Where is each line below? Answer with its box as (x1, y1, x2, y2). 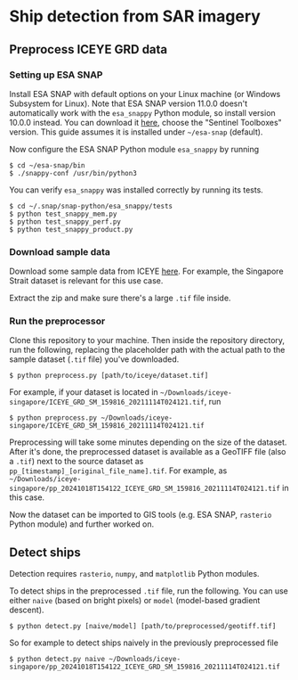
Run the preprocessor (9, 315, 106, 327)
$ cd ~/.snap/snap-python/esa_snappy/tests (9, 201, 173, 210)
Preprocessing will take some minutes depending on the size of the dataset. (9, 437, 287, 447)
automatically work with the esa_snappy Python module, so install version (9, 107, 276, 118)
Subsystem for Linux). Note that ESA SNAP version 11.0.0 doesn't (9, 98, 247, 109)
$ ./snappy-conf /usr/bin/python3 (9, 168, 138, 177)
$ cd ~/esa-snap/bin (9, 160, 86, 170)
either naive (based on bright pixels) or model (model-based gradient (9, 595, 261, 606)
